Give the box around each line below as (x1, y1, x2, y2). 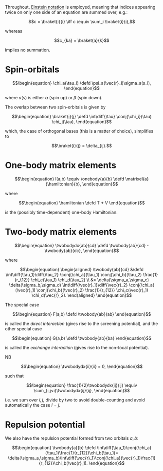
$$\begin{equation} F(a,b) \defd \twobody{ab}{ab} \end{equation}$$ (12, 311, 151, 317)
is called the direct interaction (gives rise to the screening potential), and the (5, 321, 158, 326)
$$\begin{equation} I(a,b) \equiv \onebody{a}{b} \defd (14, 176, 125, 181)
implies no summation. (5, 47, 50, 53)
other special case (5, 326, 42, 331)
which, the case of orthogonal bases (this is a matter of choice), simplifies (5, 128, 154, 134)
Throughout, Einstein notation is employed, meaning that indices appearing (5, 4, 156, 10)
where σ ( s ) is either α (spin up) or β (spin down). (5, 94, 103, 100)
